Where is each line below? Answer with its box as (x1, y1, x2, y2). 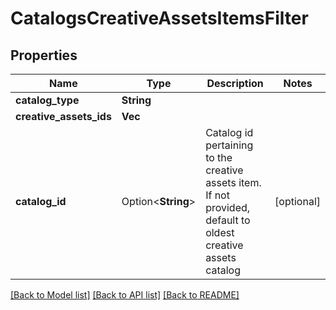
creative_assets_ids (15, 110, 112, 123)
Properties (10, 47, 78, 64)
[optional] (274, 195, 321, 208)
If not (205, 188, 230, 202)
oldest (205, 226, 235, 239)
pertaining (205, 138, 254, 152)
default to (205, 213, 251, 227)
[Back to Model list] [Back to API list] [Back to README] (10, 289, 240, 301)
